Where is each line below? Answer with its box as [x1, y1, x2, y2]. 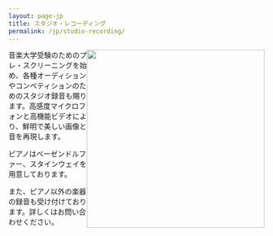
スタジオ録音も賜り [22, 91, 87, 101]
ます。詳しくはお [8, 207, 65, 216]
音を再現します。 [8, 132, 65, 142]
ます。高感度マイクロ [8, 101, 80, 111]
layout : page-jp [8, 11, 63, 20]
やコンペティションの [8, 81, 80, 90]
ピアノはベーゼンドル [8, 149, 80, 159]
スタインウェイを [29, 160, 87, 169]
